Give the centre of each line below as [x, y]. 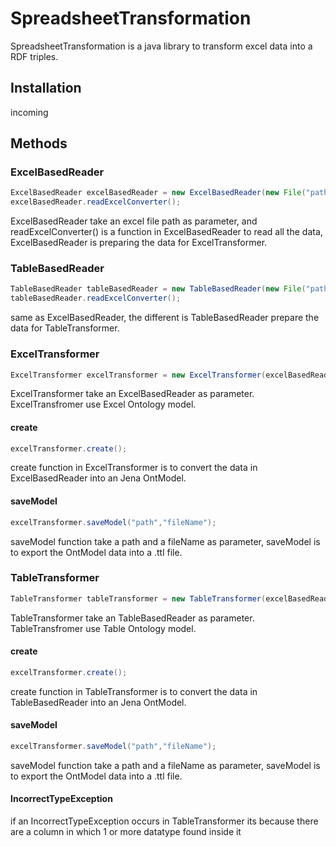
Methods [39, 143]
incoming [29, 112]
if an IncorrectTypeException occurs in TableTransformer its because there [164, 821]
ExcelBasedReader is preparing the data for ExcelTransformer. [139, 243]
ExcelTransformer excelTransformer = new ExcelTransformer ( [138, 375]
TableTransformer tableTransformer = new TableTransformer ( [138, 598]
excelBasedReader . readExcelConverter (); [96, 202]
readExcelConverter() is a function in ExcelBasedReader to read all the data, [166, 232]
